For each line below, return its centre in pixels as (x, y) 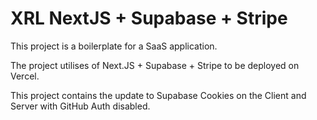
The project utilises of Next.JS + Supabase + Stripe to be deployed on (155, 65)
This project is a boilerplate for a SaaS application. (114, 46)
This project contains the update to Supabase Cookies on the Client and (158, 95)
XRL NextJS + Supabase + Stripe (149, 18)
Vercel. (25, 76)
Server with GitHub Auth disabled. (80, 106)
